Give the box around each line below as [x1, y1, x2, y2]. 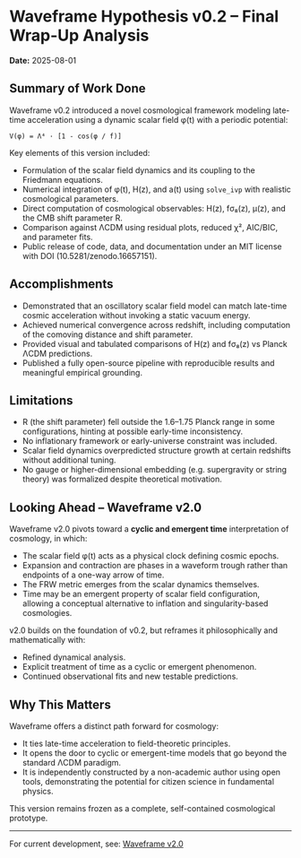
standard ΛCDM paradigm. [21, 758, 122, 767]
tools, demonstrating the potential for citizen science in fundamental [21, 776, 275, 786]
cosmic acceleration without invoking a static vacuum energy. [21, 309, 251, 320]
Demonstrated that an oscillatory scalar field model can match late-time [21, 300, 288, 311]
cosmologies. [21, 608, 73, 619]
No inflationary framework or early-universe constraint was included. [21, 436, 278, 446]
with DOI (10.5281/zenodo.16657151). [21, 250, 158, 261]
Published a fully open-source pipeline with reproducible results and [21, 357, 275, 368]
